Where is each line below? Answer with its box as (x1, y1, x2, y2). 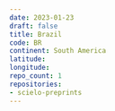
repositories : (9, 80, 63, 89)
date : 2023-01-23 (9, 13, 75, 22)
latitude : (9, 55, 47, 64)
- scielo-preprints (9, 88, 83, 97)
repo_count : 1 (9, 72, 63, 81)
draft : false (9, 21, 58, 30)
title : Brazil (9, 30, 63, 38)
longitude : (9, 64, 50, 73)
